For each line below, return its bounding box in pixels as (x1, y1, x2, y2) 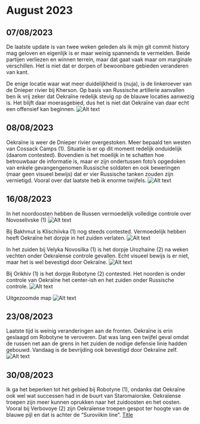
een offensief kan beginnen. (6, 106, 76, 112)
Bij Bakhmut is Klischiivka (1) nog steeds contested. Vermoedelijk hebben (6, 228, 186, 235)
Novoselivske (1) (6, 216, 47, 223)
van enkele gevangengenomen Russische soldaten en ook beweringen (6, 164, 180, 171)
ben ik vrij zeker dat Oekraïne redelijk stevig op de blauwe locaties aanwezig (6, 93, 195, 100)
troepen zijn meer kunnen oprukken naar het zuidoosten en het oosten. (6, 398, 181, 406)
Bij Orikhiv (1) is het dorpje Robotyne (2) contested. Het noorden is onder (6, 270, 186, 277)
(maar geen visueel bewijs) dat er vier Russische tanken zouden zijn (6, 170, 174, 177)
